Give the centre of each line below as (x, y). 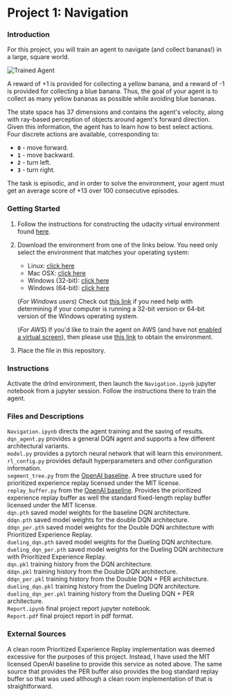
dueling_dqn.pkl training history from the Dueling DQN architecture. (104, 587)
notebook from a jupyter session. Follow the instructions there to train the (112, 391)
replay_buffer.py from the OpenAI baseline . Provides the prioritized (104, 491)
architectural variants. (38, 446)
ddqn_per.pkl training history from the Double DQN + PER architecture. (108, 579)
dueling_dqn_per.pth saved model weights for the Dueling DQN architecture (115, 550)
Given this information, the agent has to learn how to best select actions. (111, 127)
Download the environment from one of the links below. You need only (117, 245)
